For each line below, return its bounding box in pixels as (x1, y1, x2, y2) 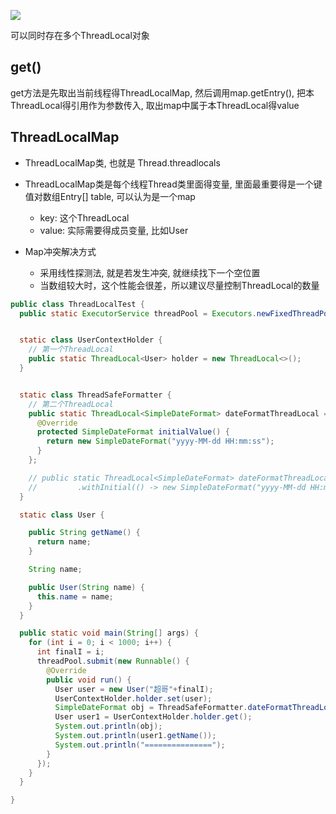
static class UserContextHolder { (19, 335, 163, 345)
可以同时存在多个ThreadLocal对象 (10, 30, 150, 41)
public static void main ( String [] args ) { (19, 628, 199, 639)
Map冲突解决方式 (24, 245, 97, 257)
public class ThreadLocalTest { (10, 299, 145, 309)
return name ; (36, 537, 92, 547)
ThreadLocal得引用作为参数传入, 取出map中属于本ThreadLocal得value (10, 99, 300, 111)
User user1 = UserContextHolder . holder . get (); (54, 712, 253, 722)
